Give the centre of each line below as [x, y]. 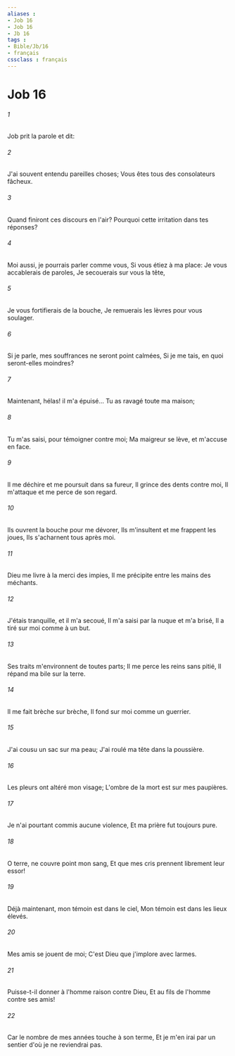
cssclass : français [38, 60]
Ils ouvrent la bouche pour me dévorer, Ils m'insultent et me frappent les [112, 529]
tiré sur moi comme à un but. [49, 628]
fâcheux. [20, 182]
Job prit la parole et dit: [41, 136]
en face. [19, 446]
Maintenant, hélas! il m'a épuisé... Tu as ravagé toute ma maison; [101, 401]
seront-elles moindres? [41, 363]
